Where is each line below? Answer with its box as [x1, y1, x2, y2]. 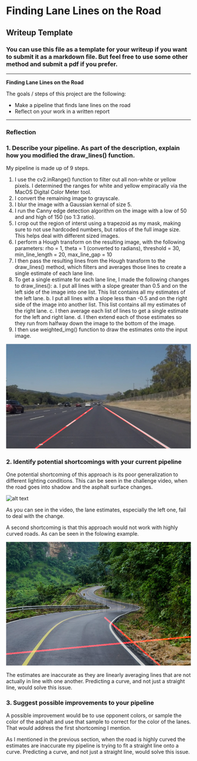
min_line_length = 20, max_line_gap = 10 [14, 251, 113, 258]
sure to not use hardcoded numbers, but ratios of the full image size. [14, 226, 181, 233]
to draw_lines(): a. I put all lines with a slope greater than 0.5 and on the [14, 283, 188, 290]
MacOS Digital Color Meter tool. [14, 188, 92, 195]
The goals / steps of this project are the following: [6, 90, 126, 97]
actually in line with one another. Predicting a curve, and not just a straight [6, 677, 185, 684]
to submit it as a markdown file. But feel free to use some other [6, 52, 188, 61]
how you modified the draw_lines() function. [6, 151, 135, 159]
